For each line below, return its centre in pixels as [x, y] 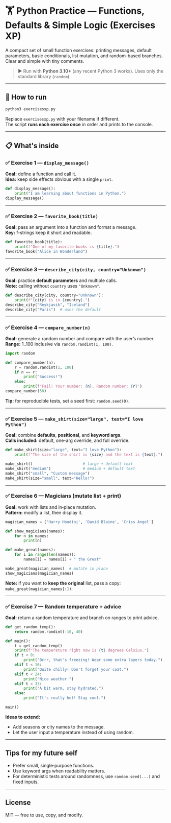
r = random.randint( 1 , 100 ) [44, 367]
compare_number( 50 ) [26, 391]
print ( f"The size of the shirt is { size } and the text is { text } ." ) [89, 455]
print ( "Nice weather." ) [49, 679]
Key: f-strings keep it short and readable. [49, 233]
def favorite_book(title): [34, 242]
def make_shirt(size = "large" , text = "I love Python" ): [64, 450]
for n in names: [32, 536]
